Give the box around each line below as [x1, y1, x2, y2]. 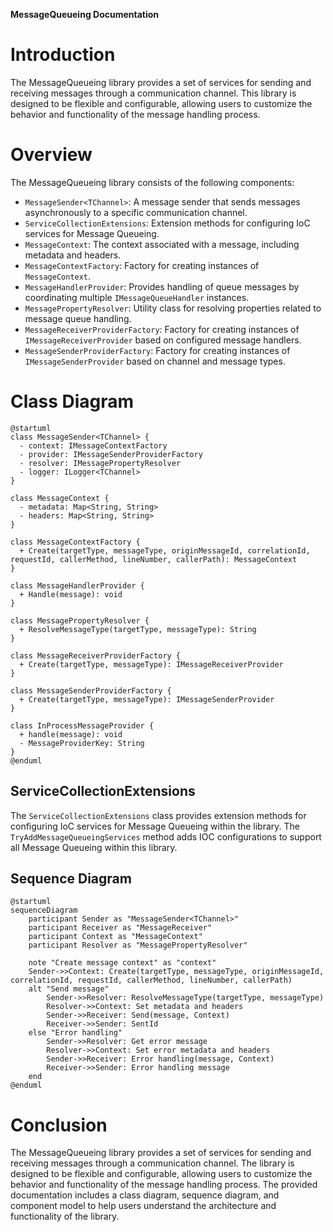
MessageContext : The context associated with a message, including [24, 238, 300, 250]
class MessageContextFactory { [10, 537, 141, 547]
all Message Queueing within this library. [10, 841, 178, 853]
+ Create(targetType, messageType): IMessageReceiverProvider [19, 659, 284, 669]
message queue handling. [24, 312, 132, 324]
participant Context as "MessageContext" [28, 932, 203, 942]
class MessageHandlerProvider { [10, 580, 145, 591]
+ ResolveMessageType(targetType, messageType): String [19, 624, 257, 634]
